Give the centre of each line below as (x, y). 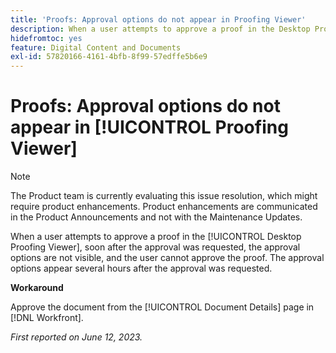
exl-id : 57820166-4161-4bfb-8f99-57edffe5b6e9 (109, 57)
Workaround (37, 288)
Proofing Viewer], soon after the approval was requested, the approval (155, 247)
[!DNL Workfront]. (47, 318)
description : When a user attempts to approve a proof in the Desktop (160, 29)
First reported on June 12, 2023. (76, 337)
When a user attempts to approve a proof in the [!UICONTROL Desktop (156, 237)
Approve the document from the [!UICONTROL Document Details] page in (162, 307)
